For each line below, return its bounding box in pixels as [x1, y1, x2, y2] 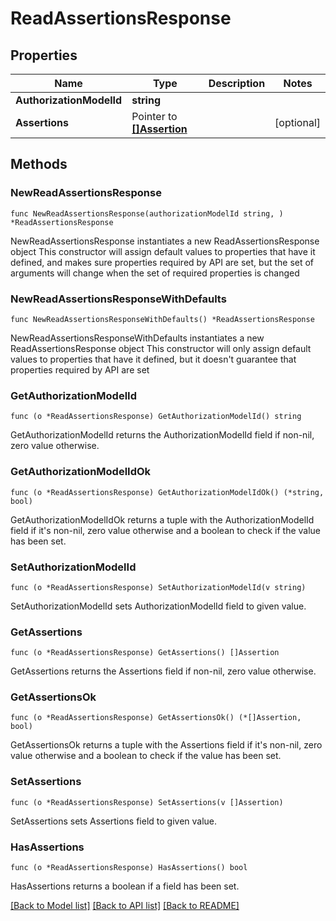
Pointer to [131, 110, 178, 123]
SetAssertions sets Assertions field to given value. [10, 815, 218, 827]
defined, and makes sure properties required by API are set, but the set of [10, 256, 315, 268]
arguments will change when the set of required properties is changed [10, 267, 300, 279]
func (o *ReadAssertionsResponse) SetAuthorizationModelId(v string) [10, 582, 307, 592]
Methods [10, 156, 68, 173]
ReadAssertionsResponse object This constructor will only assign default [10, 342, 312, 354]
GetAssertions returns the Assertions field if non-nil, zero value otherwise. [10, 665, 317, 677]
